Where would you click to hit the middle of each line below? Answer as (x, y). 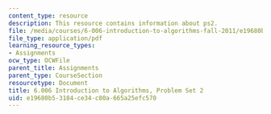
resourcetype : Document (48, 83)
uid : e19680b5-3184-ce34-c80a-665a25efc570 (83, 98)
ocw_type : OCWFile (39, 61)
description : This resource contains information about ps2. (113, 23)
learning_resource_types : (52, 46)
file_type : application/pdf (56, 38)
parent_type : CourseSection (56, 75)
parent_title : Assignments (54, 68)
